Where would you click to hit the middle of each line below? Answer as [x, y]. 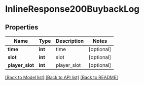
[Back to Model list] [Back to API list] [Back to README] [62, 77]
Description [70, 41]
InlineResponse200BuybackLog [72, 9]
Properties [22, 27]
